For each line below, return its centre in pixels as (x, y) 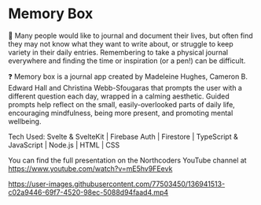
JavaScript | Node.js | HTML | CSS (64, 145)
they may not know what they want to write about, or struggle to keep (121, 43)
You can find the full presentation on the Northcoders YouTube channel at (127, 160)
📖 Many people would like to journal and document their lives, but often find (130, 35)
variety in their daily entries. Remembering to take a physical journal (118, 52)
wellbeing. (25, 121)
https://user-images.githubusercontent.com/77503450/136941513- (117, 184)
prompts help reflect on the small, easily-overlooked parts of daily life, (122, 104)
